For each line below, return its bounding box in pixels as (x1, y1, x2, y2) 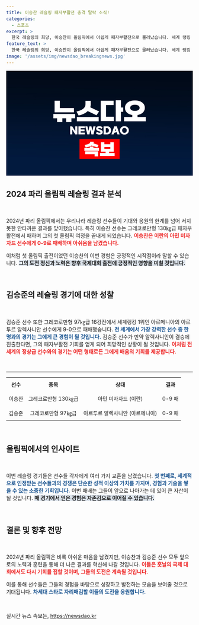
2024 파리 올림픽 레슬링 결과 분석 (6, 189, 122, 199)
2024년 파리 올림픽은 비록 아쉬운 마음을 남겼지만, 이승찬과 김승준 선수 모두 (6, 553, 179, 560)
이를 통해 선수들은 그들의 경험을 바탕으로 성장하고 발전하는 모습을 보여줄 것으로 (6, 581, 188, 588)
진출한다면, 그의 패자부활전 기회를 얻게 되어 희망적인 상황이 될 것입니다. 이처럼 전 (6, 340, 192, 347)
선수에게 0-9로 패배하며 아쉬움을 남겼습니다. (17, 240, 119, 247)
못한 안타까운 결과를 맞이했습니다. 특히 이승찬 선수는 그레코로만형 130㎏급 (6, 225, 176, 232)
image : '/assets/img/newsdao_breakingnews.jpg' (6, 53, 126, 59)
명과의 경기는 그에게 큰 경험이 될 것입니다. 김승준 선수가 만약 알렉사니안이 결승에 (6, 333, 190, 340)
